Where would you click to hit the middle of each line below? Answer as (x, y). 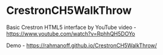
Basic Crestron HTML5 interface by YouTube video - (71, 27)
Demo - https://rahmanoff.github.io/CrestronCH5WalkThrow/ (81, 45)
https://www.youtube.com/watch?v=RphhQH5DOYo (71, 33)
